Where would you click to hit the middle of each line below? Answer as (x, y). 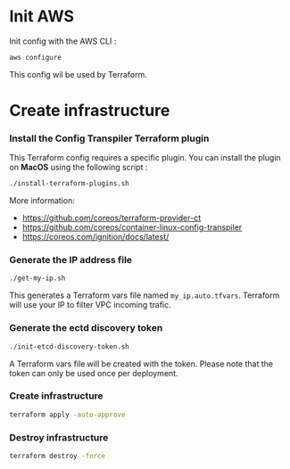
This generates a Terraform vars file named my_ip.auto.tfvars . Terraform (145, 295)
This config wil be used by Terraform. (78, 74)
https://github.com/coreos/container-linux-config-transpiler (132, 227)
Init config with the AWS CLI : (63, 41)
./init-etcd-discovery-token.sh (69, 346)
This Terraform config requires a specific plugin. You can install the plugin (145, 158)
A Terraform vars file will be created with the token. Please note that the (141, 364)
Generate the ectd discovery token (86, 328)
